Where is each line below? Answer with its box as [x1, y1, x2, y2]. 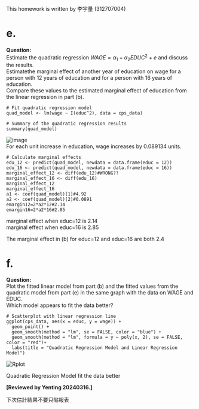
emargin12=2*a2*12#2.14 [6, 202, 66, 208]
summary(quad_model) [6, 126, 58, 132]
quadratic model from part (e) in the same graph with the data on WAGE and [6, 289, 194, 296]
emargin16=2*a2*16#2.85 [6, 207, 66, 213]
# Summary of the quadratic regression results [6, 121, 127, 127]
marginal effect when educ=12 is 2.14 [6, 218, 98, 225]
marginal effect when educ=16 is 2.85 [6, 224, 99, 231]
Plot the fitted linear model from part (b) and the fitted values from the [6, 282, 179, 290]
